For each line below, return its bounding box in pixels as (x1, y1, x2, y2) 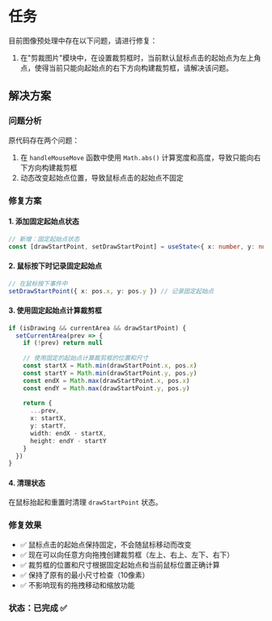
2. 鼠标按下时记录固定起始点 (8, 261, 103, 271)
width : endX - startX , (29, 429, 107, 437)
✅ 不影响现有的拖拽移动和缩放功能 (19, 580, 135, 589)
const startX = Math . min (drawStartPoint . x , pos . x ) (23, 362, 198, 370)
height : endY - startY (29, 436, 107, 445)
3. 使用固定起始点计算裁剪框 (8, 305, 103, 316)
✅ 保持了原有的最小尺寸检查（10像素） (19, 570, 150, 580)
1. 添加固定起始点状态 (8, 216, 79, 227)
